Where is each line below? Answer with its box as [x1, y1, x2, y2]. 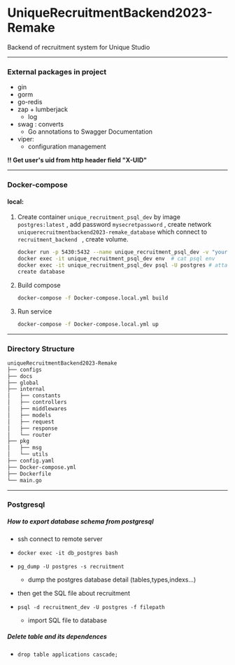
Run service [17, 307, 52, 316]
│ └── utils [7, 451, 49, 458]
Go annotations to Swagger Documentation [27, 127, 152, 136]
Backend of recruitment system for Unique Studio [7, 43, 150, 51]
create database [17, 268, 65, 275]
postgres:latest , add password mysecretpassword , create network [17, 220, 212, 229]
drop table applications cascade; [17, 651, 118, 659]
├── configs [7, 366, 42, 373]
